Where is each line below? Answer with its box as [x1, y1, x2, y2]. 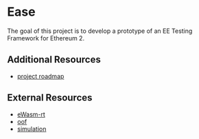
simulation [16, 125, 47, 133]
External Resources [7, 92, 93, 103]
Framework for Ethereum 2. [7, 34, 84, 42]
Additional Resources [7, 54, 101, 66]
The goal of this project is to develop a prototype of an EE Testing [7, 27, 193, 35]
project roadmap [16, 72, 65, 80]
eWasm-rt [16, 110, 46, 118]
